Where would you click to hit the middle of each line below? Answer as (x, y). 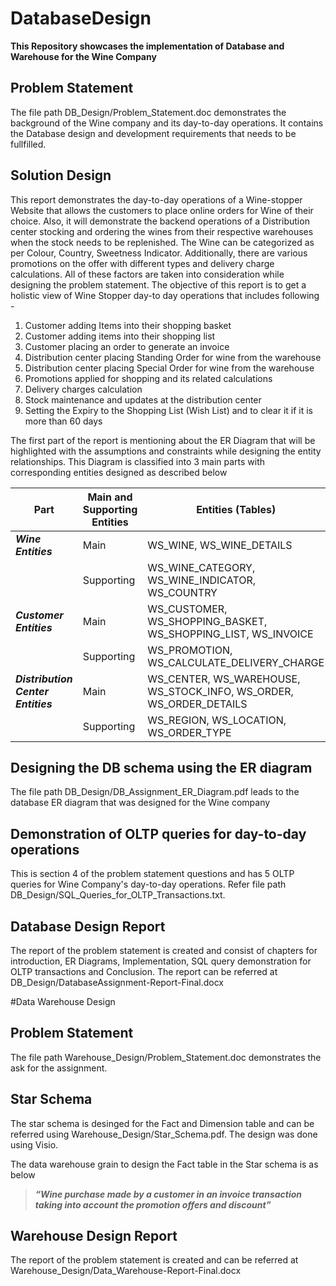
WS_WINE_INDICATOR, (202, 580)
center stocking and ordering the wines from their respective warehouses (162, 231)
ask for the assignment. (59, 1068)
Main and (110, 497)
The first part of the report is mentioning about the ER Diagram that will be (163, 440)
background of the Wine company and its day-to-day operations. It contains (167, 123)
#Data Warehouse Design (63, 1001)
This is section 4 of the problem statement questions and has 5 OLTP (152, 874)
